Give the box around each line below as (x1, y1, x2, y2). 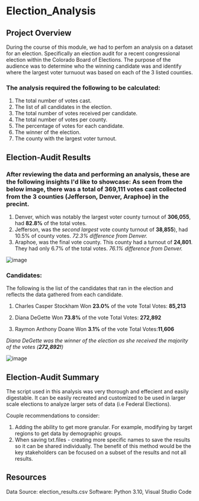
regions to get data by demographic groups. (14, 430, 123, 437)
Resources (6, 472, 47, 483)
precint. (6, 200, 30, 208)
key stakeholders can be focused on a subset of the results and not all (14, 449, 187, 456)
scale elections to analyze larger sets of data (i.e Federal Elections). (6, 401, 172, 408)
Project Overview (6, 28, 72, 38)
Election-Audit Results (6, 152, 91, 162)
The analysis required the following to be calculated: (6, 83, 161, 92)
